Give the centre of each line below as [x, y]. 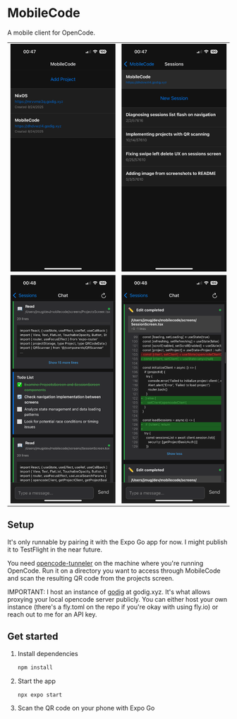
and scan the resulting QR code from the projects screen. [91, 578]
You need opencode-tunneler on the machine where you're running [105, 563]
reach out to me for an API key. [52, 614]
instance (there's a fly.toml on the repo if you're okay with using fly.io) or [113, 607]
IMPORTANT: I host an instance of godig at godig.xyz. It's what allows [109, 592]
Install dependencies [48, 653]
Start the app [37, 681]
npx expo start [40, 695]
